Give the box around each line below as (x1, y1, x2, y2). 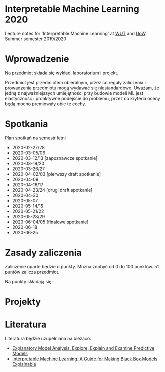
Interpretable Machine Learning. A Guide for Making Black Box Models (12, 356, 158, 362)
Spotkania (5, 118, 48, 130)
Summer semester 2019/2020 (5, 36, 66, 42)
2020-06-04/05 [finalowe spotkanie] (12, 219, 89, 225)
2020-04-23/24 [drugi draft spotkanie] (12, 187, 93, 193)
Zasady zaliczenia (5, 247, 82, 258)
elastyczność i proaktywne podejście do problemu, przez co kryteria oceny (5, 95, 161, 101)
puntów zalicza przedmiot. (5, 269, 60, 275)
